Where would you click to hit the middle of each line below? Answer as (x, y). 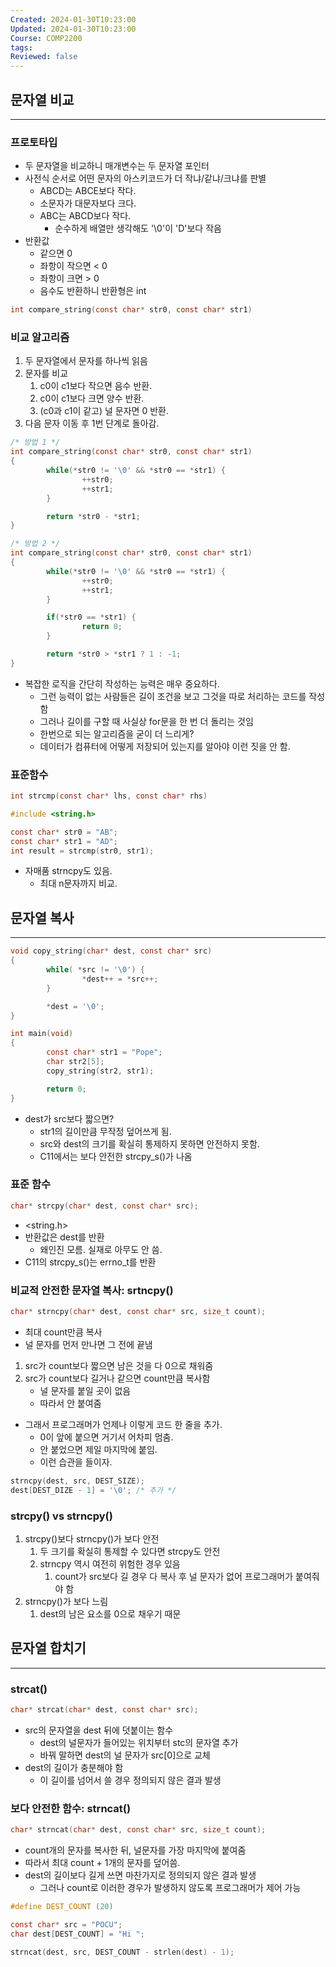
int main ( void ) (42, 1034)
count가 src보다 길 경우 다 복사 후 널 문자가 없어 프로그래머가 (174, 1576)
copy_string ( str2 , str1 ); (100, 1071)
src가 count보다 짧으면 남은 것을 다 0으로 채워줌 (119, 1365)
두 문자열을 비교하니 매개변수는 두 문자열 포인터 (117, 166)
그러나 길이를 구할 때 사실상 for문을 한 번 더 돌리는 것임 (146, 721)
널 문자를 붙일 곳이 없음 (85, 1390)
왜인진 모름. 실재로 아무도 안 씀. (101, 1249)
